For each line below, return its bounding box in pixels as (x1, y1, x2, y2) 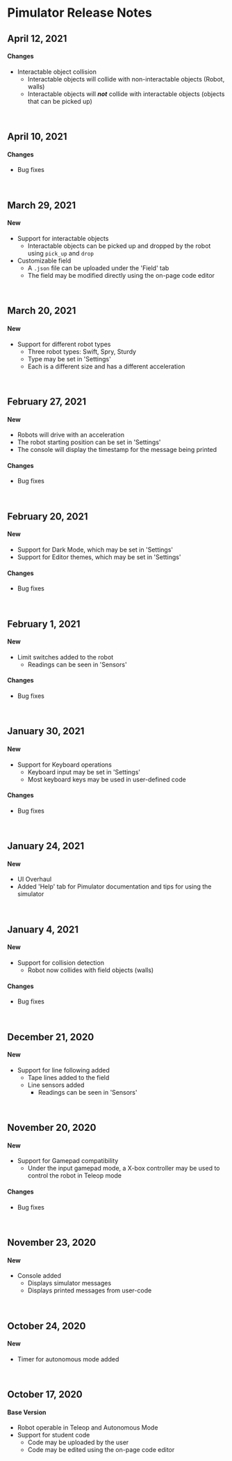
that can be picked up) (27, 97, 92, 105)
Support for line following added (17, 1065, 110, 1074)
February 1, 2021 (7, 618, 81, 630)
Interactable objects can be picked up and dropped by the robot (27, 242, 211, 250)
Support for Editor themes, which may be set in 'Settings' (17, 552, 181, 561)
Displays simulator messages (27, 1279, 112, 1288)
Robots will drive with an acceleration (17, 430, 125, 439)
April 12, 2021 (7, 33, 67, 45)
